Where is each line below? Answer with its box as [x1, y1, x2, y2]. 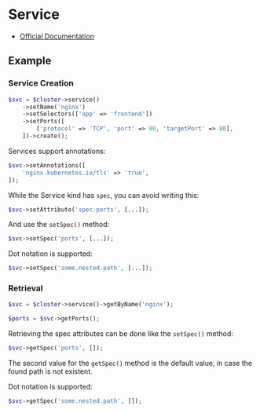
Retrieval [8, 283, 43, 294]
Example [8, 54, 52, 68]
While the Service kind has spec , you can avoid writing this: [8, 190, 200, 199]
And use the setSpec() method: [8, 220, 110, 229]
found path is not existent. [8, 367, 93, 376]
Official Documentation [19, 31, 94, 41]
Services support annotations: [8, 146, 106, 155]
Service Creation [8, 78, 75, 89]
